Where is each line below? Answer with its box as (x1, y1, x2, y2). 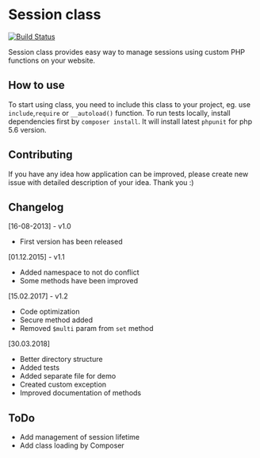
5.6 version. (8, 125, 47, 134)
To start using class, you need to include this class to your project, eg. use (8, 99, 251, 109)
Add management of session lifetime (19, 433, 140, 442)
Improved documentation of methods (19, 388, 141, 398)
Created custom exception (19, 379, 107, 390)
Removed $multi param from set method (19, 324, 154, 333)
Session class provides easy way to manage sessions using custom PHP (8, 47, 246, 56)
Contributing (8, 148, 73, 162)
